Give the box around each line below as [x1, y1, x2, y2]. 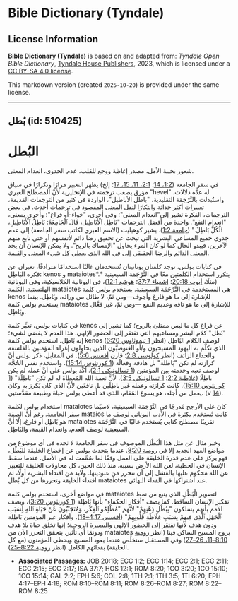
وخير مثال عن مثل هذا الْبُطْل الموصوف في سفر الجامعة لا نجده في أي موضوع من [8, 439, 221, 447]
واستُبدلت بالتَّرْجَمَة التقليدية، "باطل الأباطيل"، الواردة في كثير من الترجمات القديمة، [8, 196, 225, 204]
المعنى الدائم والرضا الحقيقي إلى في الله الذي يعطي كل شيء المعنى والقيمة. [8, 249, 210, 257]
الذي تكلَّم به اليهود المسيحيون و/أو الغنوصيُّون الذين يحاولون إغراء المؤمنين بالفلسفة [8, 344, 225, 352]
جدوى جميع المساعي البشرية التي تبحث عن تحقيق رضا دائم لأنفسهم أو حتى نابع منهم [8, 234, 229, 242]
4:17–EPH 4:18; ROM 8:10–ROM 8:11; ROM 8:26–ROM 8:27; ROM [18, 579, 204, 588]
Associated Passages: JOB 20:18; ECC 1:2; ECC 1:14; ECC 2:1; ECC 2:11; [18, 557, 229, 566]
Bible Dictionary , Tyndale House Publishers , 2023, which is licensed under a [8, 59, 230, 68]
